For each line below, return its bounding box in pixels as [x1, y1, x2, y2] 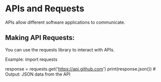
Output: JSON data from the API [5, 71, 71, 77]
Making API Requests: [5, 34, 75, 42]
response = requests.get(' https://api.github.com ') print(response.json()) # [5, 66, 156, 72]
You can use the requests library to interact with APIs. [5, 46, 115, 52]
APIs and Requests [5, 3, 85, 14]
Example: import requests [5, 56, 58, 62]
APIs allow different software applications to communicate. [5, 19, 125, 25]
